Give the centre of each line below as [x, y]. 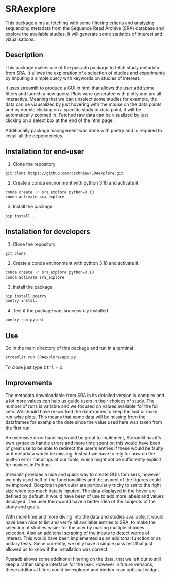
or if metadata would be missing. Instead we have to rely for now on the [80, 453]
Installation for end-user [45, 152]
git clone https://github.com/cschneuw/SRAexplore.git [64, 173]
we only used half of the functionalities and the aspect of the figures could [83, 480]
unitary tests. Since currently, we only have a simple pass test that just [79, 543]
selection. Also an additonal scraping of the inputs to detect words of [77, 533]
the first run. [18, 428]
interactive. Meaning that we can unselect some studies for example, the [81, 99]
